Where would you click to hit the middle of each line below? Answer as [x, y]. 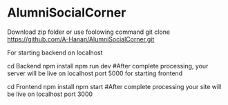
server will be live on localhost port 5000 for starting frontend [95, 73]
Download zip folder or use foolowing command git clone [89, 32]
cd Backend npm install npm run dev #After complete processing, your [108, 66]
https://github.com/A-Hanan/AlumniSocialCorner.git [81, 39]
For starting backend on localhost [55, 52]
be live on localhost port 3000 [50, 94]
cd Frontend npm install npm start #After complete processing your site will [114, 86]
